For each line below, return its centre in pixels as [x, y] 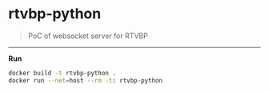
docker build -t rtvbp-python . [62, 73]
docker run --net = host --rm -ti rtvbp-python [85, 80]
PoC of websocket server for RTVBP [88, 36]
